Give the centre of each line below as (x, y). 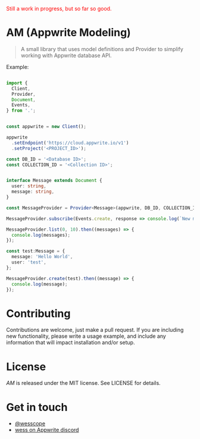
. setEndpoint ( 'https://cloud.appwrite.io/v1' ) (70, 143)
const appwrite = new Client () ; (46, 127)
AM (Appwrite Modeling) (68, 33)
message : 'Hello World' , (42, 257)
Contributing (38, 313)
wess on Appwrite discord (47, 430)
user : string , (29, 186)
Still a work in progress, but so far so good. (59, 9)
